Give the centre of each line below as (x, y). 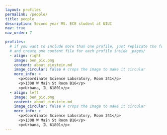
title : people (20, 19)
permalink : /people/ (27, 14)
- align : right (25, 56)
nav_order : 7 (19, 33)
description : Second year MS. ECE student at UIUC (59, 24)
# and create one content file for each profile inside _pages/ (78, 51)
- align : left (24, 92)
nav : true (15, 28)
